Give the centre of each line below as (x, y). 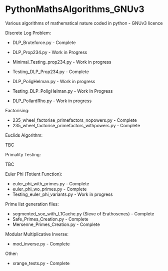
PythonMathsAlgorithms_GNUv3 (75, 9)
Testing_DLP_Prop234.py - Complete (50, 72)
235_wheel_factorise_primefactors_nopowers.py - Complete (74, 120)
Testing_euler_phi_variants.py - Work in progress (62, 194)
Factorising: (17, 110)
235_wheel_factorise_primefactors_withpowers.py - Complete (76, 125)
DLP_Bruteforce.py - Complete (44, 42)
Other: (12, 253)
